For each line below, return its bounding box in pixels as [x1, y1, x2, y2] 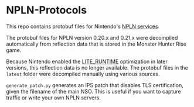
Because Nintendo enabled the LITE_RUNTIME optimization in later [6, 58, 168, 65]
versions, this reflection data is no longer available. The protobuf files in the [6, 64, 189, 71]
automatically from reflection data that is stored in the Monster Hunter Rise [6, 40, 186, 47]
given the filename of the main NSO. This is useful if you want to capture [6, 88, 181, 95]
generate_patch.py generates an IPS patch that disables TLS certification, [6, 81, 183, 88]
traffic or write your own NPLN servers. [6, 94, 101, 101]
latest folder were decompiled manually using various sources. [6, 70, 160, 77]
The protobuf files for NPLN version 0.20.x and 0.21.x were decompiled [6, 34, 178, 41]
